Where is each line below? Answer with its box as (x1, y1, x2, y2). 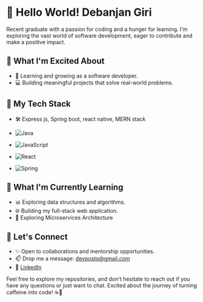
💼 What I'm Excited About (6, 56, 105, 66)
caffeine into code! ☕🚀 (6, 289, 62, 296)
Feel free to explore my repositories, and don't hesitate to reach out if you (6, 275, 190, 283)
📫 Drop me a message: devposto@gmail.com (15, 255, 130, 263)
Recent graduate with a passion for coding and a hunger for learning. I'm (6, 25, 188, 33)
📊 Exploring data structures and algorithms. (15, 198, 125, 206)
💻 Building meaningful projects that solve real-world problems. (15, 79, 174, 86)
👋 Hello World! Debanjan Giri (6, 5, 152, 19)
